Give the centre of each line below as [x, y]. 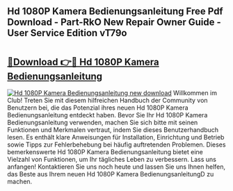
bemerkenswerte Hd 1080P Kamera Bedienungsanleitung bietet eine [105, 152]
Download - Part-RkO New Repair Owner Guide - [114, 23]
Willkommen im [195, 93]
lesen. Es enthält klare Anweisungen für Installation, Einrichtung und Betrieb [116, 137]
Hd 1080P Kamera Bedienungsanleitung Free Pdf [115, 11]
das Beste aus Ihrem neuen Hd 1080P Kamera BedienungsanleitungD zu [111, 174]
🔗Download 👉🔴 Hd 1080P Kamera [83, 62]
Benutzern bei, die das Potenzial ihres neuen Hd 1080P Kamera [98, 108]
